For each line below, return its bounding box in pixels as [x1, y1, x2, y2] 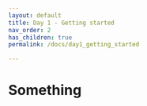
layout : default [8, 11, 62, 20]
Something [8, 82, 82, 99]
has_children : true [8, 33, 73, 42]
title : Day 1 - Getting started [8, 19, 115, 27]
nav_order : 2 [8, 26, 51, 34]
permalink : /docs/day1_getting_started [8, 41, 140, 49]
